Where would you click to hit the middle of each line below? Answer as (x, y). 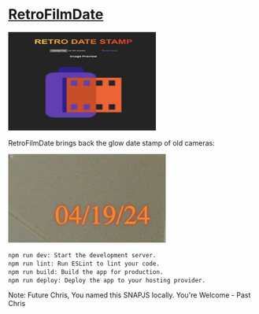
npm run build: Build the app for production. (86, 272)
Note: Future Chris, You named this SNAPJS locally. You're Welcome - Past (129, 295)
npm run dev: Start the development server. (82, 255)
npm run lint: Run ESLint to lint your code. (84, 264)
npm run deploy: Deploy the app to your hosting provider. (107, 280)
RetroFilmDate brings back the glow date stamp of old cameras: (111, 142)
